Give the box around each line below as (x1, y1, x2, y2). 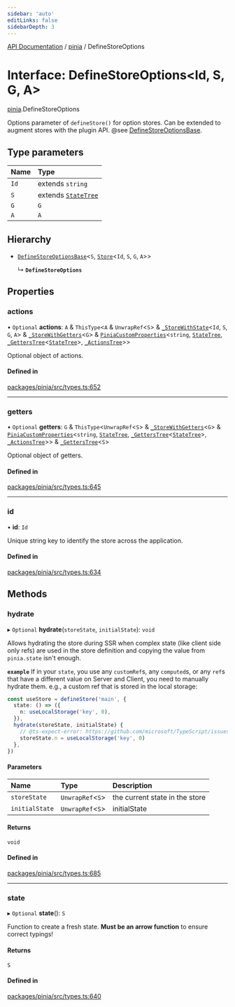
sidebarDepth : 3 (7, 23, 55, 30)
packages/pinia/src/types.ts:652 (7, 382, 101, 391)
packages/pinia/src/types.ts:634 (7, 568, 101, 576)
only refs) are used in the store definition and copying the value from (7, 646, 205, 655)
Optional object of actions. (7, 351, 84, 359)
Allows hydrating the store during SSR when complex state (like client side (7, 639, 222, 647)
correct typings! (7, 930, 54, 938)
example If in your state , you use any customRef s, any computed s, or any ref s (7, 667, 225, 676)
